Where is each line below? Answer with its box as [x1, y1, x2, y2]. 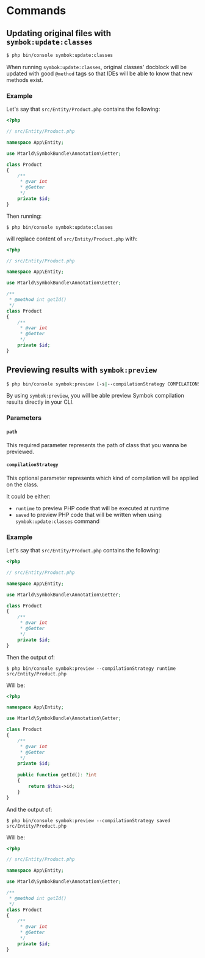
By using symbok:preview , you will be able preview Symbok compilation [6, 392, 184, 399]
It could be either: [6, 492, 51, 500]
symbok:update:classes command [15, 518, 99, 525]
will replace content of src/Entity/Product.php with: [6, 235, 138, 242]
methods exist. [6, 76, 44, 83]
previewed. [6, 448, 35, 455]
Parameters [6, 414, 41, 422]
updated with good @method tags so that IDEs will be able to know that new [6, 70, 193, 77]
